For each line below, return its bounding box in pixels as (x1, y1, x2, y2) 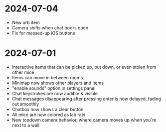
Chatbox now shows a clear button (11, 106, 84, 112)
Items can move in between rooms (11, 74, 83, 80)
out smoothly (11, 101, 39, 107)
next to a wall (11, 122, 40, 128)
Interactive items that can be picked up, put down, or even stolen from (11, 64, 157, 70)
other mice (11, 69, 34, 75)
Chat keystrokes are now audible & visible (11, 90, 98, 96)
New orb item (11, 19, 40, 25)
